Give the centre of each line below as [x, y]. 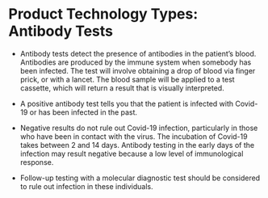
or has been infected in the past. [84, 112]
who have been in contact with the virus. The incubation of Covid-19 [134, 136]
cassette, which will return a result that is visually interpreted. [122, 88]
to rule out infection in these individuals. [86, 186]
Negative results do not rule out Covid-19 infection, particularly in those [139, 128]
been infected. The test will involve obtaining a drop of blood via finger [138, 70]
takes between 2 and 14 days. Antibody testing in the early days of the [137, 145]
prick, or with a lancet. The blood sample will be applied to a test [128, 79]
